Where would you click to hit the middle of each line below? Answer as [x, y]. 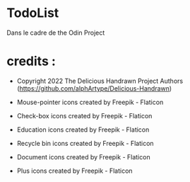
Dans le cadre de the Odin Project [56, 33]
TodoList [33, 13]
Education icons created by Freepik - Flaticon [83, 130]
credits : [31, 61]
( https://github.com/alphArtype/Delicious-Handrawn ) [94, 88]
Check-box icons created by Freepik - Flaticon [84, 115]
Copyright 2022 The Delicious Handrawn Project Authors [100, 81]
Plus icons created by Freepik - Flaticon [75, 171]
